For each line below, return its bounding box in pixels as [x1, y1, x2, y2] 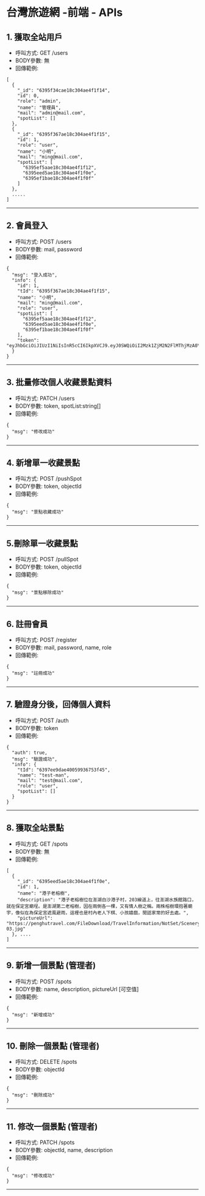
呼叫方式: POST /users [15, 238, 72, 245]
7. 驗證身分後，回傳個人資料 [6, 700, 111, 710]
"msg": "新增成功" [12, 1011, 55, 1018]
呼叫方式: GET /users [15, 50, 68, 56]
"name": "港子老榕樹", [17, 890, 70, 896]
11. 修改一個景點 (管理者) [6, 1121, 98, 1132]
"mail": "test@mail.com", [17, 777, 84, 783]
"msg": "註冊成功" [12, 670, 55, 676]
